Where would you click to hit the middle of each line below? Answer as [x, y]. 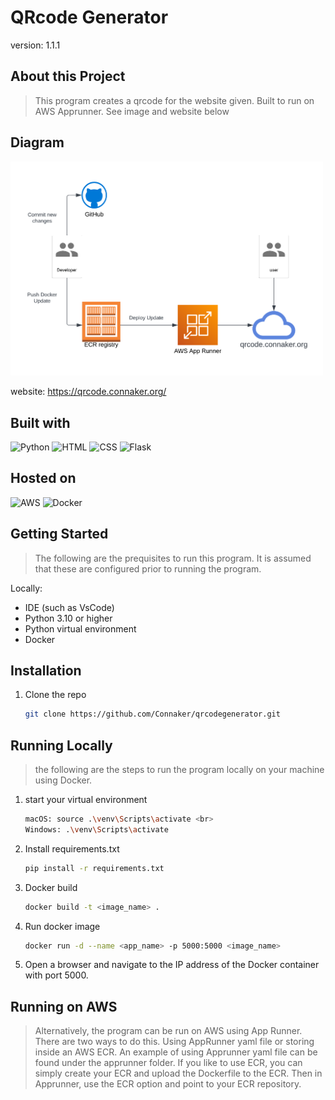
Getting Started [59, 534]
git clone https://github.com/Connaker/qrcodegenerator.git [152, 714]
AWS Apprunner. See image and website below [132, 111]
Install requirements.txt [72, 848]
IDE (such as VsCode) [69, 607]
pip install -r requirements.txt [94, 868]
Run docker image [62, 926]
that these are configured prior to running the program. [148, 568]
